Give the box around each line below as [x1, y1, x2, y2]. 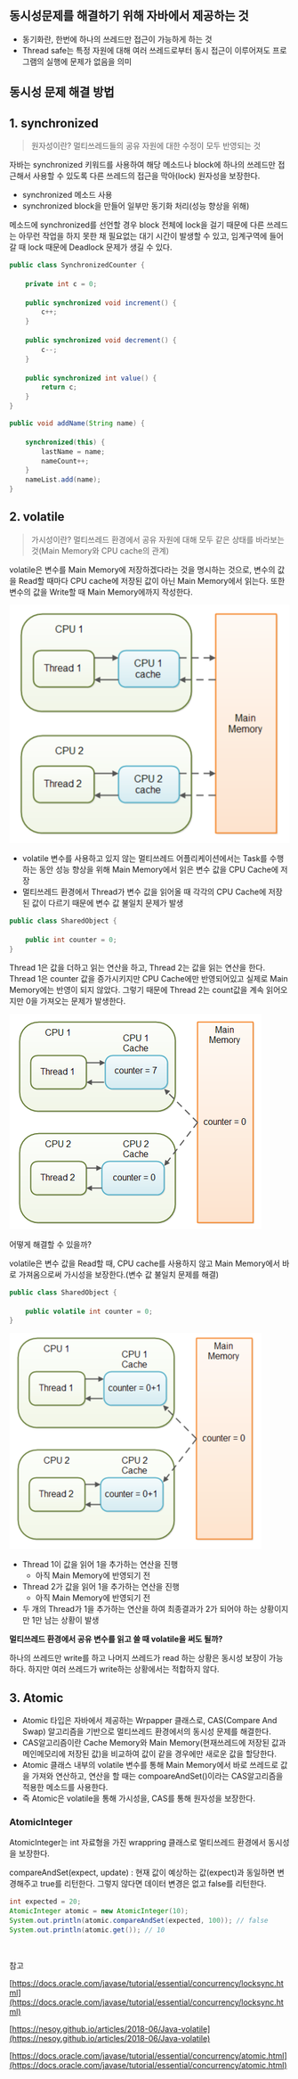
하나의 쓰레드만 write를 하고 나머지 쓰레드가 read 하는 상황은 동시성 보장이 [9, 1653, 267, 1664]
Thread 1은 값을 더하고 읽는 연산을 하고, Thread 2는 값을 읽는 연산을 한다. [9, 962, 265, 973]
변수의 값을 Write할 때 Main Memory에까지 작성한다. [9, 587, 193, 597]
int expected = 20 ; [9, 1897, 82, 1906]
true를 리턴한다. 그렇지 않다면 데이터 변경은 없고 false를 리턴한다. [39, 1878, 267, 1889]
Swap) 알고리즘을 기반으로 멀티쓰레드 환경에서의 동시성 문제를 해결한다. [21, 1726, 271, 1737]
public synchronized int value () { [25, 374, 157, 382]
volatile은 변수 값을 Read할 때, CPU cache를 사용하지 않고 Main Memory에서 [9, 1258, 280, 1269]
